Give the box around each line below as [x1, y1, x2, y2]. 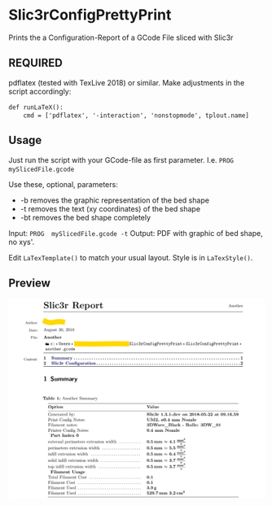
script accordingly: [8, 86, 72, 96]
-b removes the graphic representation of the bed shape [20, 195, 210, 205]
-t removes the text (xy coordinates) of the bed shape [20, 203, 201, 213]
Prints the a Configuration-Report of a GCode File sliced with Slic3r [8, 33, 234, 42]
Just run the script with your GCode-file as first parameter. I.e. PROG [8, 155, 235, 164]
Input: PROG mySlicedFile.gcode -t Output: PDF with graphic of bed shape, [8, 228, 263, 238]
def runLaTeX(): [8, 103, 64, 111]
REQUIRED [8, 56, 63, 70]
